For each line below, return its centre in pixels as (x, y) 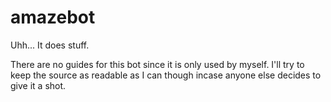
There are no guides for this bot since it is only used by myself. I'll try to (157, 64)
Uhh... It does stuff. (50, 45)
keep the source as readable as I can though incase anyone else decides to (166, 75)
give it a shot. (38, 85)
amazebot (53, 17)
